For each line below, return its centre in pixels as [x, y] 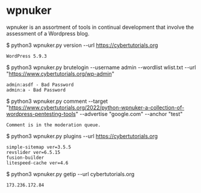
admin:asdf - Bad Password [40, 85]
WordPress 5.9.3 [26, 56]
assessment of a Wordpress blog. [48, 33]
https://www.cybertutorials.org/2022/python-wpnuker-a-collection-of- [97, 107]
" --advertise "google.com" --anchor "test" [129, 114]
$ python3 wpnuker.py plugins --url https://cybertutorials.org [82, 136]
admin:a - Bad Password [36, 90]
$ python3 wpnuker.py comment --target [57, 101]
